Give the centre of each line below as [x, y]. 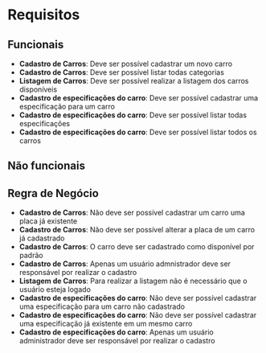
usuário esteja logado [55, 289]
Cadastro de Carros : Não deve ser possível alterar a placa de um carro [137, 230]
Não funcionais [47, 166]
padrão [31, 256]
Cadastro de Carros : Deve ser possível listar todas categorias [121, 72]
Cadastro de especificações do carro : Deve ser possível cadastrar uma [139, 98]
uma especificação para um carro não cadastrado [102, 306]
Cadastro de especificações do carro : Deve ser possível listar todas [133, 115]
